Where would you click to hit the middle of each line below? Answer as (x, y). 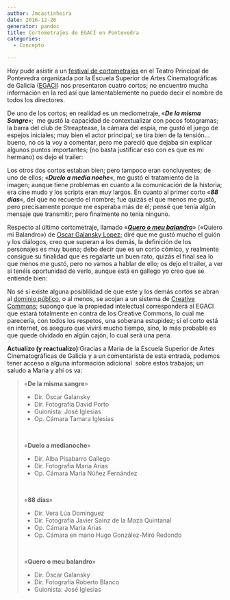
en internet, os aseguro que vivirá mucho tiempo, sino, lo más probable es (112, 328)
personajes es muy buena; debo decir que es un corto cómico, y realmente (113, 249)
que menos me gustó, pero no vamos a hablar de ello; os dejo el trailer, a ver (115, 264)
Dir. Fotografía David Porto (72, 404)
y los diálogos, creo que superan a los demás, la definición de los (99, 242)
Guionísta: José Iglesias (67, 411)
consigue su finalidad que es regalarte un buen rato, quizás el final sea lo (110, 256)
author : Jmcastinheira (39, 13)
